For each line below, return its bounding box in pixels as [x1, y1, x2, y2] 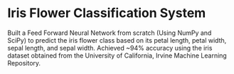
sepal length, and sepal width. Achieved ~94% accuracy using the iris [7, 43, 213, 52]
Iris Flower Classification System [7, 5, 206, 21]
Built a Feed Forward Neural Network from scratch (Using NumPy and [7, 28, 212, 37]
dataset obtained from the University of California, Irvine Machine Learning [7, 51, 228, 60]
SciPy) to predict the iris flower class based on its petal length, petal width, [7, 36, 227, 44]
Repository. [7, 58, 41, 67]
